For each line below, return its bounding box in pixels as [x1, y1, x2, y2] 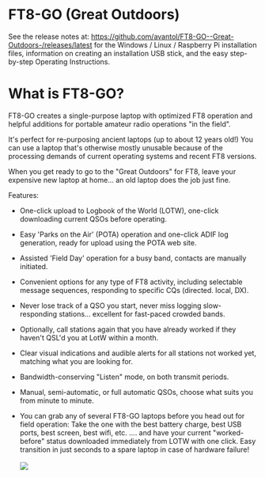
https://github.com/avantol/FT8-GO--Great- [90, 32, 235, 41]
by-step [8, 57, 34, 66]
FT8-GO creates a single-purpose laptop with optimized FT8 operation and [8, 111, 253, 120]
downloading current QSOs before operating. [19, 214, 168, 223]
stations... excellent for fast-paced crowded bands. [59, 309, 225, 318]
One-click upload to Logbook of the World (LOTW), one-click [19, 206, 219, 215]
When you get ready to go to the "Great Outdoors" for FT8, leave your [8, 166, 237, 176]
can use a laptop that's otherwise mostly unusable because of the [8, 142, 223, 152]
